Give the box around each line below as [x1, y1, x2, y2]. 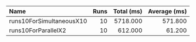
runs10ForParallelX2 [9, 26, 66, 34]
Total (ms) [113, 7, 143, 15]
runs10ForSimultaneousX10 [9, 17, 87, 25]
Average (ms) [148, 7, 187, 15]
